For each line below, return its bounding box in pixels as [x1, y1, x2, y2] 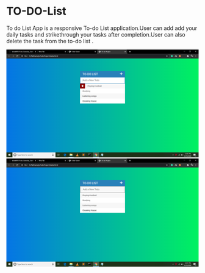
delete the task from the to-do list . [6, 37, 93, 44]
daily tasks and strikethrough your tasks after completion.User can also [6, 30, 185, 38]
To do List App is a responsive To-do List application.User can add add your [6, 24, 198, 32]
